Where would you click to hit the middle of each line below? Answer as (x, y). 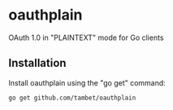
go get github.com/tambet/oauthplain (72, 98)
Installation (37, 63)
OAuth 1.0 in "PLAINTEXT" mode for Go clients (86, 37)
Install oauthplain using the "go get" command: (87, 82)
